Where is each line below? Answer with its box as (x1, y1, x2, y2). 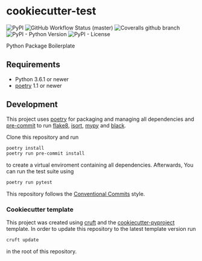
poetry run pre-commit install (6, 150, 85, 157)
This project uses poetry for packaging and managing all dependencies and (6, 115, 195, 123)
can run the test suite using (6, 168, 74, 175)
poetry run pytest (6, 179, 52, 186)
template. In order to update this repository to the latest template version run (6, 226, 196, 233)
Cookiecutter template (6, 206, 74, 214)
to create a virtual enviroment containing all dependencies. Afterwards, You (6, 161, 194, 169)
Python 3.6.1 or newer (14, 75, 69, 82)
